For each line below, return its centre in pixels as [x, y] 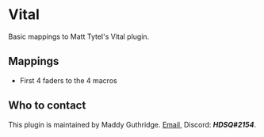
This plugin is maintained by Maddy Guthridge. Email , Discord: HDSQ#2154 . [132, 124]
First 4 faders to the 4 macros [68, 80]
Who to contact [47, 106]
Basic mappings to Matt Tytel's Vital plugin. [79, 36]
